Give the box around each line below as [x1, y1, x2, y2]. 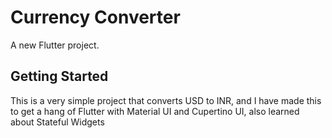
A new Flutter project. [10, 39, 100, 51]
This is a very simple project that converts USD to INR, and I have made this [10, 94, 322, 106]
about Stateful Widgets [10, 116, 105, 128]
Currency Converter [10, 6, 181, 29]
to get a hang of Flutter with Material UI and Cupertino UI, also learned [10, 105, 300, 117]
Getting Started [10, 68, 109, 85]
